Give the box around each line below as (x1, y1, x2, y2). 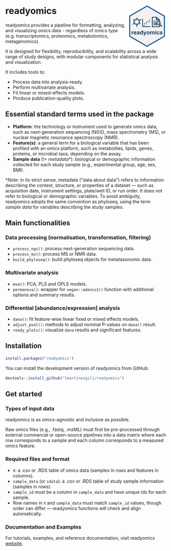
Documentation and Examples (5, 523, 82, 531)
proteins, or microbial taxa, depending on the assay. (12, 151, 122, 157)
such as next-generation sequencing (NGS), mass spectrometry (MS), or (12, 129, 166, 135)
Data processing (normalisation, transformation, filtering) (5, 234, 152, 241)
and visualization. (5, 59, 42, 65)
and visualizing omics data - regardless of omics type (5, 27, 118, 33)
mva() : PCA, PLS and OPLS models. (12, 281, 87, 287)
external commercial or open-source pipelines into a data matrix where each (5, 432, 166, 438)
